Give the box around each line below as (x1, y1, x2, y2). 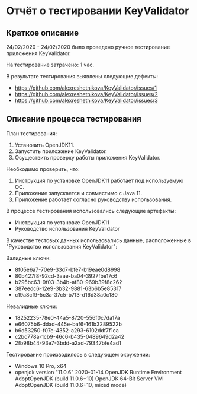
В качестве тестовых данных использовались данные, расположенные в (6, 236, 191, 244)
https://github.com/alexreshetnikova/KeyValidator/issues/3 (14, 97, 158, 104)
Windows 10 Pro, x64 (14, 362, 67, 369)
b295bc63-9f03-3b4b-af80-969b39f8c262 (14, 278, 122, 285)
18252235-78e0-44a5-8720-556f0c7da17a (14, 314, 120, 321)
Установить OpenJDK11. (14, 141, 75, 148)
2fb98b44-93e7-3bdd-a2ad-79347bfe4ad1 (14, 339, 121, 347)
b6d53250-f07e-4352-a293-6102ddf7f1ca (14, 326, 120, 333)
